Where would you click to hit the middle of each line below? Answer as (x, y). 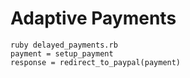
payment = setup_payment (62, 53)
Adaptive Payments (93, 18)
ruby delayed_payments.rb (64, 45)
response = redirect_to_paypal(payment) (96, 62)
